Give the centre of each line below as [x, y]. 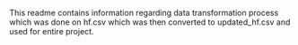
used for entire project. [52, 31]
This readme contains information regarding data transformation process [144, 13]
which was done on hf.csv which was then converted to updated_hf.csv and [150, 22]
